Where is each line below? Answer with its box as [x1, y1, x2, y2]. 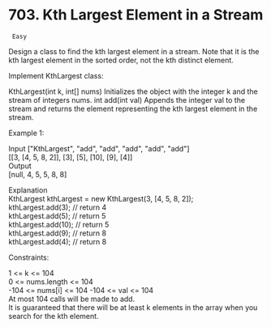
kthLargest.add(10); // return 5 [8, 219, 110, 229]
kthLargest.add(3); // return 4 [8, 202, 107, 212]
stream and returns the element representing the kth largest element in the [8, 104, 258, 113]
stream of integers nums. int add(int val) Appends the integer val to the [8, 95, 246, 104]
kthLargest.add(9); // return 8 [8, 228, 107, 238]
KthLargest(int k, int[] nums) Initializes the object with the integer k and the [8, 87, 258, 96]
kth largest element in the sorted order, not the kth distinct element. [8, 55, 234, 65]
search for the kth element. [8, 311, 99, 321]
